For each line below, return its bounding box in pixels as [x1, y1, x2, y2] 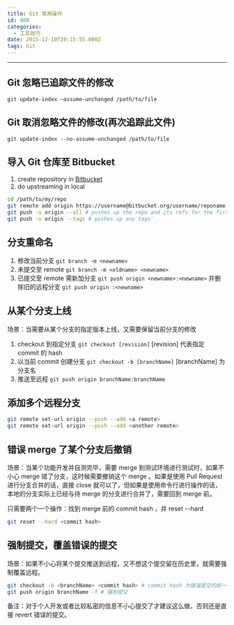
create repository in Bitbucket [17, 175, 103, 184]
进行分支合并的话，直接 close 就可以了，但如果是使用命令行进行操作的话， [7, 480, 221, 489]
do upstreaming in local [17, 182, 85, 191]
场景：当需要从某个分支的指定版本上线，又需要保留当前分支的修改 [7, 325, 196, 333]
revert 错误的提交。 [15, 610, 71, 619]
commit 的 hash [17, 348, 63, 357]
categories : [7, 23, 42, 30]
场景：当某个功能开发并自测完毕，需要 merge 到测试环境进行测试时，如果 [7, 463, 219, 471]
